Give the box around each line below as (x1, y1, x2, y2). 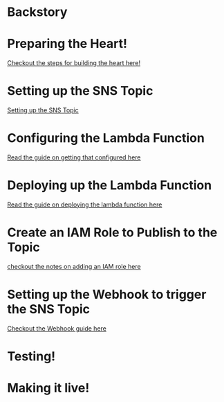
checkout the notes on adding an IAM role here (7, 262, 141, 270)
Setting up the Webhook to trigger (7, 287, 207, 302)
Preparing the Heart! (7, 36, 128, 52)
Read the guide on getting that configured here (7, 153, 141, 161)
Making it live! (7, 381, 90, 396)
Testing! (7, 349, 56, 364)
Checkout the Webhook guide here (7, 324, 107, 333)
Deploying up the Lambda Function (7, 177, 212, 193)
